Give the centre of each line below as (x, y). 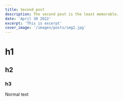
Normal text (17, 94)
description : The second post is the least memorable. (62, 14)
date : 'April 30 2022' (28, 19)
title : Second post (25, 10)
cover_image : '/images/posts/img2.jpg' (46, 28)
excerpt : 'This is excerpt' (34, 23)
